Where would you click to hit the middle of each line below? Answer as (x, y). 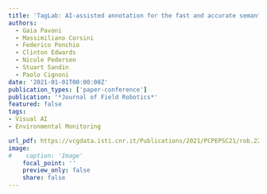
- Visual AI (28, 119)
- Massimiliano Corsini (54, 38)
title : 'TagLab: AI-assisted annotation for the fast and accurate (122, 16)
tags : (17, 112)
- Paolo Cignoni (42, 75)
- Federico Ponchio (48, 45)
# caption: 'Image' (46, 156)
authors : (23, 23)
